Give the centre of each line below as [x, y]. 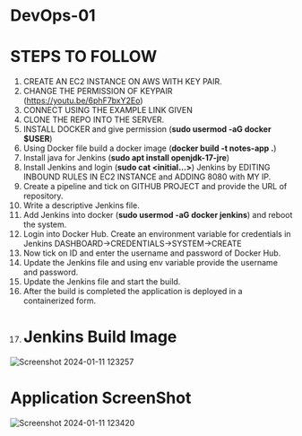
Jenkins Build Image [100, 337]
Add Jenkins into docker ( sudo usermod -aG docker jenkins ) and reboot [158, 215]
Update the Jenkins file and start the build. [102, 282]
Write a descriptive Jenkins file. [81, 205]
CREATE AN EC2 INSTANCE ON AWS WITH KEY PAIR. [122, 82]
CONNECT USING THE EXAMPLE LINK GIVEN [108, 110]
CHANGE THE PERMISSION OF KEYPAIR [98, 92]
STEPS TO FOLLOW [84, 57]
